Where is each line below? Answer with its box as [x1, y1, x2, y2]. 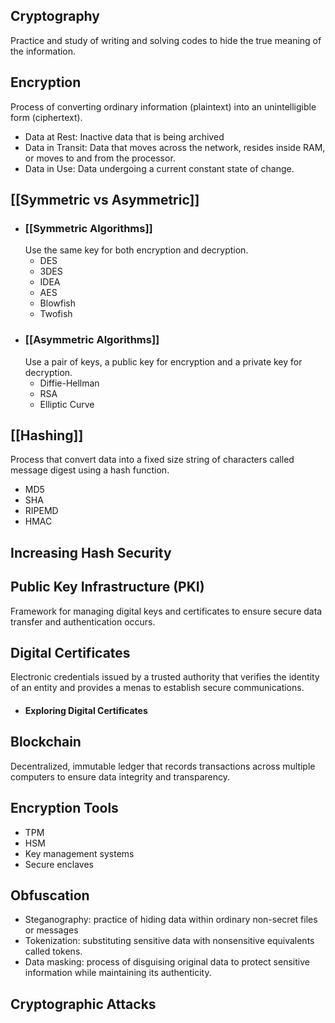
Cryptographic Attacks [10, 995, 157, 1013]
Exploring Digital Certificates [24, 705, 148, 717]
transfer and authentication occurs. [10, 615, 156, 628]
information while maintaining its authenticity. [24, 967, 212, 979]
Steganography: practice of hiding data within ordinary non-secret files [24, 914, 318, 926]
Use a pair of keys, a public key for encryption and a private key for [24, 355, 303, 368]
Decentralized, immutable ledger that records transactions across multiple [10, 760, 316, 772]
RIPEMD [24, 505, 59, 517]
